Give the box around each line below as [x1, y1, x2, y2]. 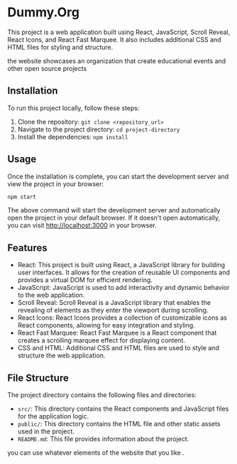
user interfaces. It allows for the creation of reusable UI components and [17, 268, 231, 277]
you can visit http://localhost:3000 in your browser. [7, 221, 158, 230]
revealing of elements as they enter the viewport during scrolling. [17, 306, 209, 315]
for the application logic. [17, 412, 89, 421]
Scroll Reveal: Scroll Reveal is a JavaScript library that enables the [17, 298, 211, 307]
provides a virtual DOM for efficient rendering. [17, 276, 153, 284]
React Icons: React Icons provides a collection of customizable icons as [17, 313, 228, 322]
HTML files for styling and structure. [7, 43, 114, 51]
